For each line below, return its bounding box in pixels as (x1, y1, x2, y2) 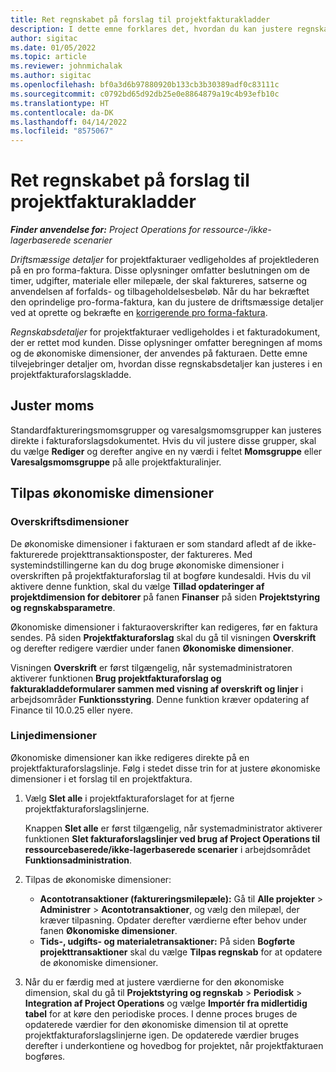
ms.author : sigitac (10, 71, 92, 81)
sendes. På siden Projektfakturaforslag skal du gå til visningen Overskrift (10, 631, 317, 643)
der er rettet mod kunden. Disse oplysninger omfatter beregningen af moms (10, 337, 323, 349)
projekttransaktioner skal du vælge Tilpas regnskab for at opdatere (39, 946, 323, 958)
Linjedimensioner (10, 729, 97, 743)
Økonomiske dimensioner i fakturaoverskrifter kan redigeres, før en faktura (10, 621, 318, 633)
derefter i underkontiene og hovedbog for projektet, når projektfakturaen (24, 1039, 324, 1051)
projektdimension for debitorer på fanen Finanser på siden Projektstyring (10, 591, 321, 603)
